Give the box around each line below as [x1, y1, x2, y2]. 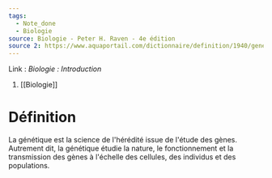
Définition [8, 108, 77, 126]
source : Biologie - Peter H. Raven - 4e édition [8, 34, 176, 43]
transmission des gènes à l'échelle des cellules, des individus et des [8, 152, 236, 162]
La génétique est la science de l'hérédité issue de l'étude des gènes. [8, 135, 237, 145]
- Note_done [15, 19, 57, 28]
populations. [8, 161, 50, 171]
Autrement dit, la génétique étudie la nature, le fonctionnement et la [8, 143, 234, 154]
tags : [8, 11, 27, 20]
